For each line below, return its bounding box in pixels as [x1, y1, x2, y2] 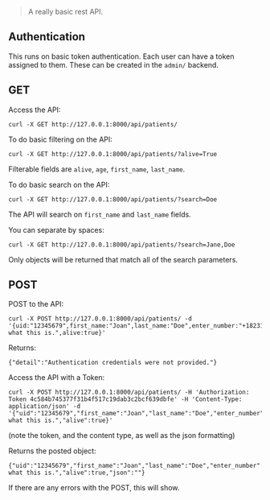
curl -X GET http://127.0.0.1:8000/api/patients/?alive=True [8, 150, 218, 158]
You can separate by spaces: [8, 225, 104, 234]
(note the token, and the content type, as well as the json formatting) [8, 431, 235, 440]
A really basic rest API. [27, 7, 104, 16]
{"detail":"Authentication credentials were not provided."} [8, 358, 218, 367]
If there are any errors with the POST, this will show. [8, 483, 180, 493]
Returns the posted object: [8, 446, 96, 456]
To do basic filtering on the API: [8, 134, 112, 144]
